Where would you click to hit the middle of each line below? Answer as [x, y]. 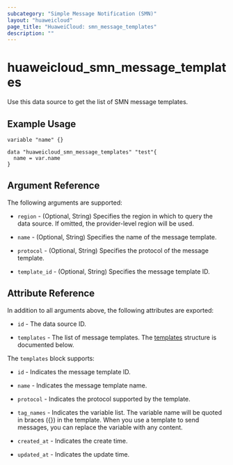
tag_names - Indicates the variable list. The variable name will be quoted [120, 412]
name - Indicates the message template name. [82, 385]
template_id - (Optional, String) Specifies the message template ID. [113, 271]
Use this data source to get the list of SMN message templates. [98, 102]
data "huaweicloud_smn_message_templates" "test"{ [82, 152]
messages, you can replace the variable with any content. [100, 427]
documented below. [46, 345]
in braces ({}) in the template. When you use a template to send [108, 420]
